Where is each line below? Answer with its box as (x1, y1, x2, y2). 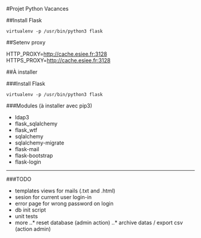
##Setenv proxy (6, 39, 46, 46)
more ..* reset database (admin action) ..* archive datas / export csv (14, 219, 184, 226)
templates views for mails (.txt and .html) (14, 187, 115, 194)
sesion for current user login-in (14, 194, 92, 200)
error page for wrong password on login (14, 200, 114, 207)
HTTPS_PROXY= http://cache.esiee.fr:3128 (6, 57, 111, 64)
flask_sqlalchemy (14, 120, 58, 127)
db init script (14, 206, 46, 213)
